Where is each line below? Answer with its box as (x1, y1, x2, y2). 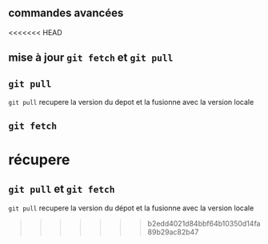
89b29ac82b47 (147, 227, 199, 237)
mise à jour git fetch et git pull (8, 51, 174, 65)
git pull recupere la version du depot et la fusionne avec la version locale (8, 98, 254, 107)
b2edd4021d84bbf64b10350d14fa (147, 219, 261, 229)
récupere (8, 150, 70, 169)
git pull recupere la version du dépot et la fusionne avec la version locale (8, 203, 254, 213)
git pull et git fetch (8, 182, 115, 195)
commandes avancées (8, 6, 124, 20)
